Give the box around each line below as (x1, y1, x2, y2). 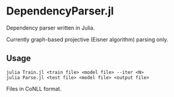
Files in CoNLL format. (6, 85, 62, 92)
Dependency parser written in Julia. (6, 24, 95, 31)
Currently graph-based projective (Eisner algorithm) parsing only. (6, 36, 169, 43)
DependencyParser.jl (6, 4, 114, 18)
